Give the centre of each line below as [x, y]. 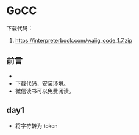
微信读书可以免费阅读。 [45, 91]
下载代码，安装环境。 [42, 83]
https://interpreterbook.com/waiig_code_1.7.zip [74, 40]
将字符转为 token [36, 126]
